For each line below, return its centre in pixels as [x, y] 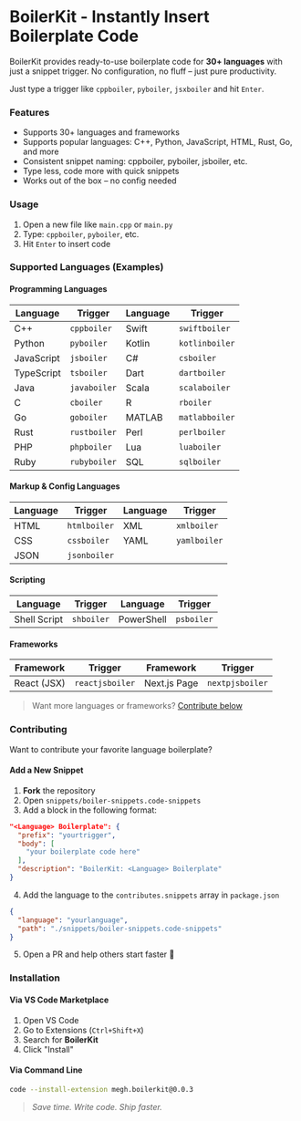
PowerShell [142, 619]
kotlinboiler [207, 343]
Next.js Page [171, 683]
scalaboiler [205, 388]
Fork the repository [59, 790]
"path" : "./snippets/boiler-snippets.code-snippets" [120, 929]
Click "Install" [48, 1049]
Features [30, 112]
